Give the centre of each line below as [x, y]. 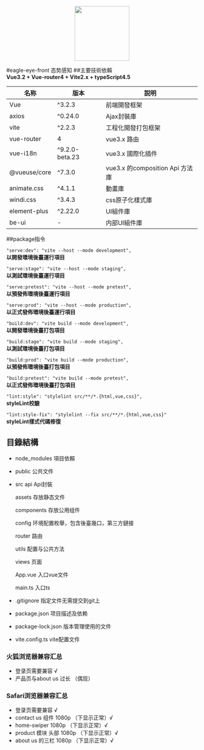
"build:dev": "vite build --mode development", [68, 324]
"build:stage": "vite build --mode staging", [65, 342]
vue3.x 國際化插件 [131, 154]
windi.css [23, 200]
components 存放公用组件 [47, 510]
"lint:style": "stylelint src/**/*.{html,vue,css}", [74, 397]
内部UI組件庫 [124, 223]
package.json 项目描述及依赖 [51, 613]
